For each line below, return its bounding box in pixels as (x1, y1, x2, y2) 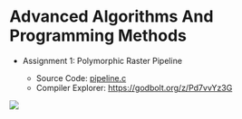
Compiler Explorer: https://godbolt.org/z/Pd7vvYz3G (35, 82, 233, 93)
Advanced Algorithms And (9, 6, 214, 27)
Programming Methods (9, 25, 188, 46)
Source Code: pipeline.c (35, 72, 127, 83)
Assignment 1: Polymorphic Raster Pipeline (22, 55, 183, 66)
